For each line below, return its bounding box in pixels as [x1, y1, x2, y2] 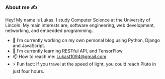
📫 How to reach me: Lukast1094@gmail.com [12, 53, 107, 59]
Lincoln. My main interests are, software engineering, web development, [5, 22, 155, 28]
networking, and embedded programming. [5, 27, 93, 33]
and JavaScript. [12, 42, 45, 48]
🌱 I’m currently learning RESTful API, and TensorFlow [12, 48, 123, 54]
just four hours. [12, 68, 44, 74]
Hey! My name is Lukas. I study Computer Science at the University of [5, 17, 151, 23]
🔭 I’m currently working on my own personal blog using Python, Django [12, 37, 160, 43]
